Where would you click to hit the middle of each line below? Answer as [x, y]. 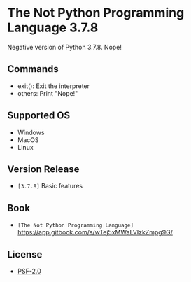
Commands [33, 69]
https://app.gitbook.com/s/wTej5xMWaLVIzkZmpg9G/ [95, 232]
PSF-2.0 [29, 271]
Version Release [43, 169]
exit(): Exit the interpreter [53, 86]
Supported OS [39, 116]
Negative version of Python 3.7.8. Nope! [65, 47]
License [25, 254]
